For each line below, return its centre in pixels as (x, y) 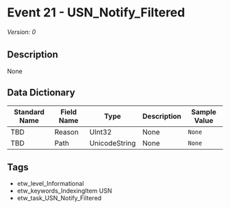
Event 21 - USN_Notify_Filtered (96, 13)
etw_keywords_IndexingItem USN (64, 191)
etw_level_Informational (50, 184)
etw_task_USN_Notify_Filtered (59, 198)
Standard (29, 112)
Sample (204, 112)
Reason (66, 132)
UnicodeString (113, 143)
